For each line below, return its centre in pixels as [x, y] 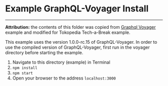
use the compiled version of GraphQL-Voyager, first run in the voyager [77, 47]
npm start [23, 73]
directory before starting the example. [44, 52]
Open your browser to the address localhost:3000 [64, 78]
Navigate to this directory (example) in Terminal [61, 62]
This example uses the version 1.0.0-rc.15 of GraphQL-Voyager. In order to [81, 42]
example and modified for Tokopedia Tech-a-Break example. [68, 32]
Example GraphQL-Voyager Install [77, 9]
